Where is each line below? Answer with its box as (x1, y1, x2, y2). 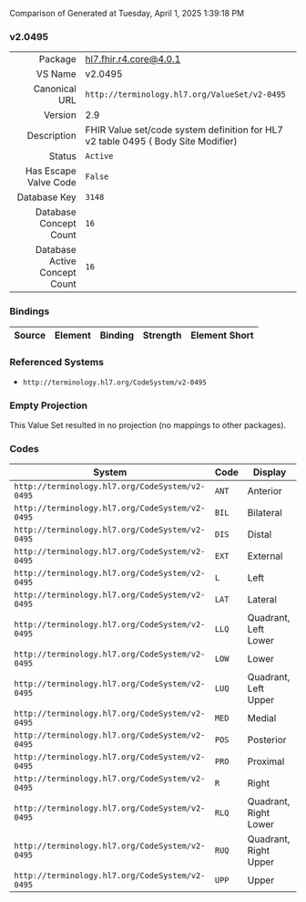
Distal (247, 529, 272, 541)
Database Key (16, 191, 77, 204)
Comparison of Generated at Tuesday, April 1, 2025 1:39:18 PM (9, 8, 244, 18)
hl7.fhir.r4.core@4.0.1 (85, 53, 181, 66)
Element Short (190, 329, 254, 341)
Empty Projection (9, 399, 88, 412)
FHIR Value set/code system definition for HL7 (85, 123, 284, 136)
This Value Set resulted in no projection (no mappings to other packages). (9, 420, 287, 431)
